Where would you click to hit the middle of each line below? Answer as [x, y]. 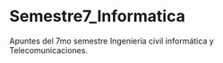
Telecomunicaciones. [48, 50]
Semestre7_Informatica [97, 16]
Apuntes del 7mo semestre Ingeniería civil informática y [112, 41]
